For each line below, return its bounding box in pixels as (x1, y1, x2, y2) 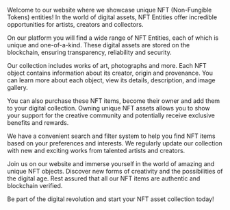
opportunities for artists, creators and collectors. (7, 21, 144, 28)
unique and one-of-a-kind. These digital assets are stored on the (7, 41, 190, 49)
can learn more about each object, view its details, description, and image (7, 76, 216, 84)
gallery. (7, 84, 29, 91)
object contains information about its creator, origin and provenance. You (7, 69, 214, 77)
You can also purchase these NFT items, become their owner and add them (7, 97, 220, 105)
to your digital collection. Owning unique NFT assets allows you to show (7, 104, 210, 112)
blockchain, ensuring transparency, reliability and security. (7, 48, 172, 56)
